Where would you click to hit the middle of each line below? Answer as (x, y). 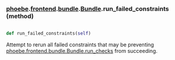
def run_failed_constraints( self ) (49, 34)
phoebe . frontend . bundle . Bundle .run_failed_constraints (88, 9)
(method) (20, 16)
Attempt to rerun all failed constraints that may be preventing (80, 45)
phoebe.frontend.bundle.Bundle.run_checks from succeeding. (82, 51)
